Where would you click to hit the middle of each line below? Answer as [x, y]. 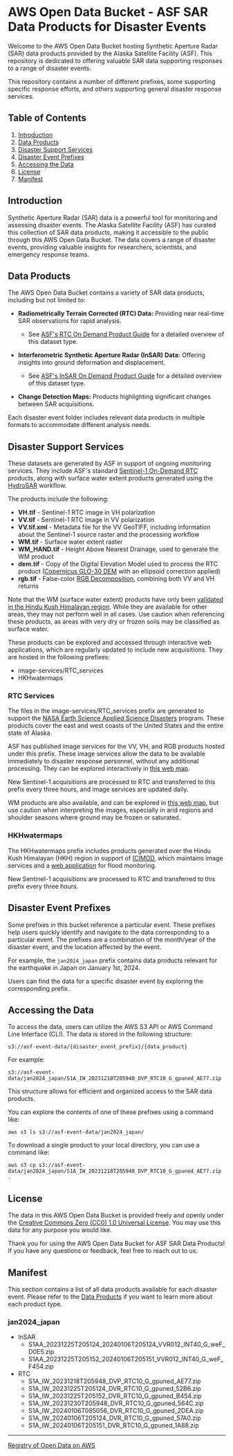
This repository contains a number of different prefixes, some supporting [112, 81]
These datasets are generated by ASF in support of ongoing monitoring [110, 463]
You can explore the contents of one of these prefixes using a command [111, 1112]
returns [28, 586]
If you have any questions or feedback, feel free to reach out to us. [103, 1251]
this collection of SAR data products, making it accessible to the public [109, 232]
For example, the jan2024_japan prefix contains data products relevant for [112, 960]
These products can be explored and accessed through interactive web [110, 643]
